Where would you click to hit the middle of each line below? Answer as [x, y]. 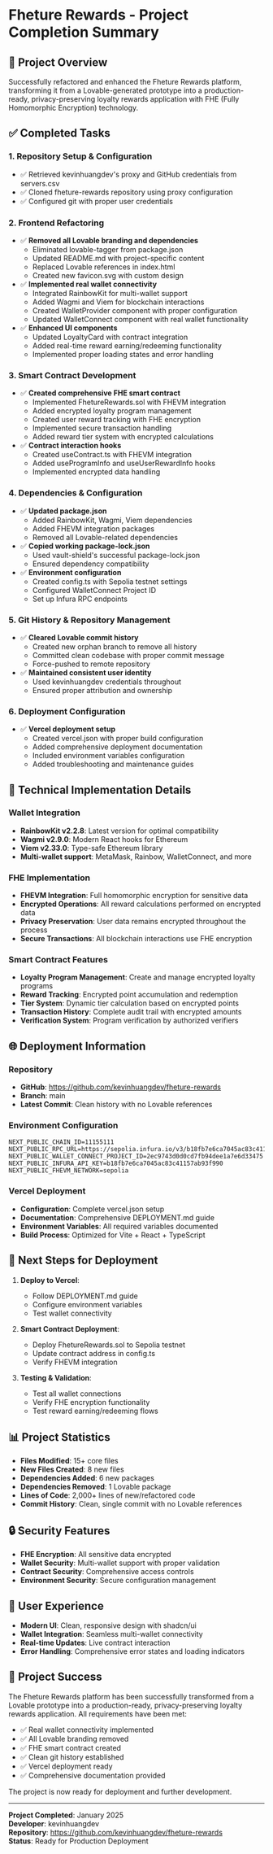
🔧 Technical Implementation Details [100, 790]
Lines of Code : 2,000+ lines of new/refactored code [108, 1495]
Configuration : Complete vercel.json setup [92, 1209]
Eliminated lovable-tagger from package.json [108, 249]
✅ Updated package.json [63, 511]
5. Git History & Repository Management [89, 620]
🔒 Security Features [59, 1531]
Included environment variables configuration [108, 756]
